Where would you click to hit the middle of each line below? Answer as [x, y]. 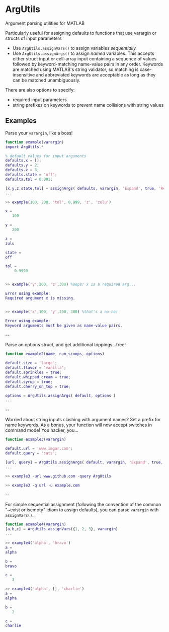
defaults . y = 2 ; [22, 165]
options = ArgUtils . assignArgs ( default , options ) [60, 396]
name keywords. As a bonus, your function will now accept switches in [79, 425]
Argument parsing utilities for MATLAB [45, 23]
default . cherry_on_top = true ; [38, 386]
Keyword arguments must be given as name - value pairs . [64, 326]
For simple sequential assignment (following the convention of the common [83, 505]
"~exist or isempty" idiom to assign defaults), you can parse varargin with [82, 510]
